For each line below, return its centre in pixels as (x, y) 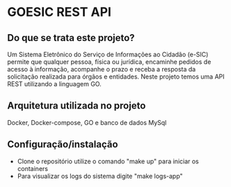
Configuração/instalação (63, 144)
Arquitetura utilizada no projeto (77, 106)
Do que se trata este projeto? (71, 38)
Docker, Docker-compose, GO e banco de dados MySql (87, 122)
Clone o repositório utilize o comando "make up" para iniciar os (108, 161)
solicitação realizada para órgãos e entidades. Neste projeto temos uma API (116, 76)
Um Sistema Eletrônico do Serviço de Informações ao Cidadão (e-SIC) (108, 54)
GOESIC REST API (59, 12)
